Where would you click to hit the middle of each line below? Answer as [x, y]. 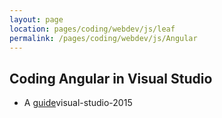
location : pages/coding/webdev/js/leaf [92, 29]
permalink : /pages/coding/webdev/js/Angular [103, 38]
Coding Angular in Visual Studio [111, 78]
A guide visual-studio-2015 [78, 103]
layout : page [36, 19]
